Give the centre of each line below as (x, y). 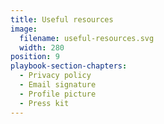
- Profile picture (58, 94)
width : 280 (42, 47)
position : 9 (35, 57)
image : (24, 29)
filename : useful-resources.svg (87, 38)
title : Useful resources (62, 19)
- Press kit (44, 103)
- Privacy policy (55, 76)
